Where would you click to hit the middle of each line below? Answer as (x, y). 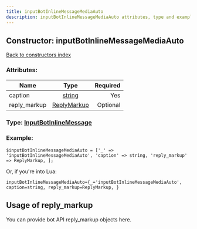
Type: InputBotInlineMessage (49, 122)
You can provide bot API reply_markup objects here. (69, 219)
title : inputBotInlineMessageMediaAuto (55, 11)
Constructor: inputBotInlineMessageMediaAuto (95, 41)
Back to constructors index (39, 55)
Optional (109, 105)
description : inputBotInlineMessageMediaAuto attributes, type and (90, 17)
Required (108, 85)
